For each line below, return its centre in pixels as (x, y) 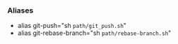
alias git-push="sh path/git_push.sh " (72, 26)
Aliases (20, 10)
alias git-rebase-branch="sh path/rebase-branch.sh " (94, 33)
